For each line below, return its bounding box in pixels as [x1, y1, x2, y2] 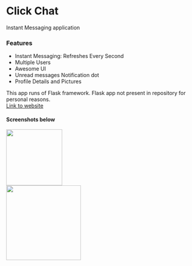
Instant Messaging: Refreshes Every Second [14, 53, 124, 60]
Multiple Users [14, 59, 51, 66]
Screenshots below [6, 115, 55, 123]
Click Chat [6, 4, 58, 18]
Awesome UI [14, 65, 47, 72]
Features [6, 39, 33, 47]
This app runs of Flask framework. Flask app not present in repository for [6, 90, 186, 97]
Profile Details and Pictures [14, 78, 82, 85]
